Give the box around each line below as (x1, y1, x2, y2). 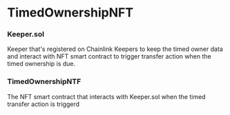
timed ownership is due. (7, 60, 76, 68)
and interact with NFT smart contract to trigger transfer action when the (7, 52, 212, 61)
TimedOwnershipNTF (7, 77, 82, 87)
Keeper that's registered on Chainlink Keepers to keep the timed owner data (7, 45, 223, 53)
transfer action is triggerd (7, 100, 79, 108)
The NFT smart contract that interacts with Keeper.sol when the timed (7, 92, 206, 101)
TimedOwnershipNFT (7, 5, 133, 21)
